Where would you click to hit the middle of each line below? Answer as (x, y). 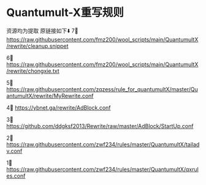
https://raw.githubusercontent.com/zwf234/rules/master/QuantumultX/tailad (103, 144)
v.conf (14, 151)
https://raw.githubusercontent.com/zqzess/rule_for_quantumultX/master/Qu (102, 89)
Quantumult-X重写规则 (65, 13)
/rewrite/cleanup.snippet (37, 46)
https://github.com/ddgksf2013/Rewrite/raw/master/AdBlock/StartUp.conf (100, 126)
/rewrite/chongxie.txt (33, 70)
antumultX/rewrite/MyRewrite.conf (50, 96)
